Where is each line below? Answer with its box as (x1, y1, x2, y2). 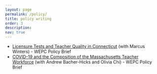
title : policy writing (5, 16, 52, 21)
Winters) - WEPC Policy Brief (12, 49, 71, 54)
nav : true (5, 30, 26, 35)
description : (5, 25, 32, 30)
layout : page (5, 7, 32, 12)
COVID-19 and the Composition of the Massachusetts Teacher (12, 54, 139, 59)
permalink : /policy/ (5, 12, 48, 17)
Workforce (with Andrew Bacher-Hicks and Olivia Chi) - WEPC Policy (12, 59, 153, 65)
